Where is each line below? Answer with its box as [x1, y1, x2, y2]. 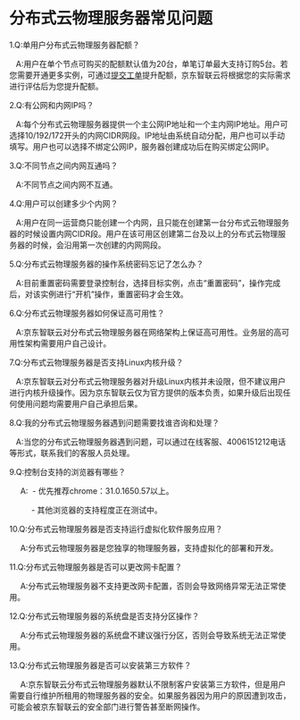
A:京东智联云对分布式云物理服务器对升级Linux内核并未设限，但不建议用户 [15, 376, 287, 386]
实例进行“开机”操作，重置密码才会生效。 [39, 288, 189, 300]
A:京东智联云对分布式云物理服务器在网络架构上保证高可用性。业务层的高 [15, 326, 282, 337]
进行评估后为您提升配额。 [9, 80, 104, 91]
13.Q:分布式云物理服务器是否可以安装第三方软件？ [9, 659, 192, 671]
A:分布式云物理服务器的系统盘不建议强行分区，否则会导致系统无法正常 [20, 630, 279, 640]
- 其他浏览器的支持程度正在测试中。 [30, 504, 162, 515]
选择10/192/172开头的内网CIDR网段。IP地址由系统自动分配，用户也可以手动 [9, 130, 286, 140]
